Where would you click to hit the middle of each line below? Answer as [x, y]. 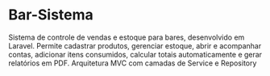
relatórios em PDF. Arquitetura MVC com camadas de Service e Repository [133, 63]
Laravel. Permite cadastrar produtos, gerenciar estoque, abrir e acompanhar [135, 45]
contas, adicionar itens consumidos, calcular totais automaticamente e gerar [135, 54]
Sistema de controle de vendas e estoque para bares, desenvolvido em [127, 37]
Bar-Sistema [51, 15]
